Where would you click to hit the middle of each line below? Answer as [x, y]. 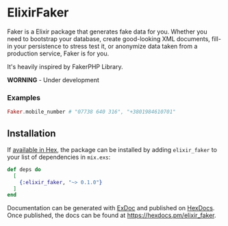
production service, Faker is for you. [58, 53]
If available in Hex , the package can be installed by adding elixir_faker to [112, 149]
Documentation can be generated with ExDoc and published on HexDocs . [111, 208]
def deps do [24, 169]
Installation [31, 133]
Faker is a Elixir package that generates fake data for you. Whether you [107, 32]
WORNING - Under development [53, 79]
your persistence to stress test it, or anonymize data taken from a [105, 46]
